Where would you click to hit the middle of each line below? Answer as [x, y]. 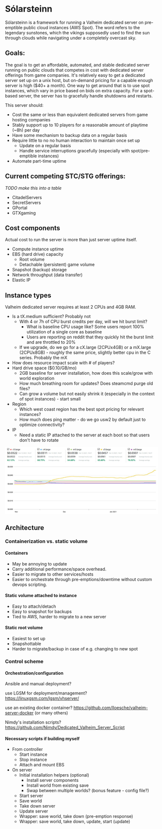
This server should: [24, 105]
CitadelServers [27, 197]
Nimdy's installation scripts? [33, 722]
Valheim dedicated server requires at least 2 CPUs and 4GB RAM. [71, 307]
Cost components [33, 228]
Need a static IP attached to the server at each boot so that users [84, 435]
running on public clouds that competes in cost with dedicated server [74, 70]
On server [22, 770]
